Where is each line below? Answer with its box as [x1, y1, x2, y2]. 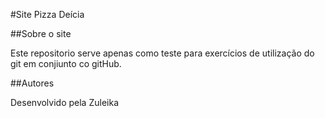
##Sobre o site [10, 28, 72, 39]
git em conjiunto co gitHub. [10, 58, 122, 69]
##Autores [10, 77, 55, 89]
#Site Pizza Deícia [10, 9, 85, 20]
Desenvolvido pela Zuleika [10, 97, 119, 108]
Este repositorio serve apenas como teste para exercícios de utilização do [10, 47, 315, 59]
